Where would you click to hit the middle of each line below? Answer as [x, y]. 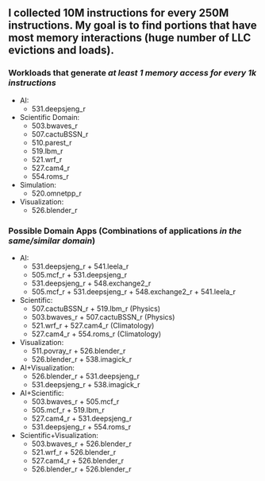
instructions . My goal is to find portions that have [132, 26]
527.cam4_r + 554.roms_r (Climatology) [96, 334]
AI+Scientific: [42, 393]
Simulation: [38, 184]
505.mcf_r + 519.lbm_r [68, 409]
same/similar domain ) [52, 240]
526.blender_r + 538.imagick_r [82, 359]
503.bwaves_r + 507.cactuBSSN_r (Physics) [103, 316]
